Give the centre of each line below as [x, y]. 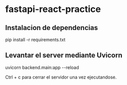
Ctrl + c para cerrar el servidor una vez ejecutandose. [61, 77]
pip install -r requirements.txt [35, 39]
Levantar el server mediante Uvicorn [64, 55]
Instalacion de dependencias [52, 28]
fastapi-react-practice [53, 9]
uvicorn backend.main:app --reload [42, 67]
